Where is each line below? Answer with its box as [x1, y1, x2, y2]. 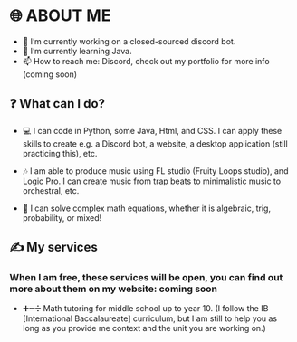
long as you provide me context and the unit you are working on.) [22, 323, 267, 334]
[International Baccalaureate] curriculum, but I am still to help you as [22, 313, 278, 324]
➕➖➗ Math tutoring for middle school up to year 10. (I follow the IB [22, 303, 269, 314]
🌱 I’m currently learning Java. [22, 45, 133, 56]
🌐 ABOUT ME [9, 5, 111, 26]
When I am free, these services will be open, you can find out [9, 271, 283, 284]
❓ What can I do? [9, 96, 106, 111]
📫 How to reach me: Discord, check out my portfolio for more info [22, 55, 270, 66]
